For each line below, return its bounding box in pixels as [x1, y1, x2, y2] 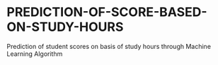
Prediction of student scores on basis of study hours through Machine [6, 42, 212, 50]
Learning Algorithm [6, 50, 63, 58]
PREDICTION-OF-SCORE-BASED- [6, 4, 207, 20]
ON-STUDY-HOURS [6, 19, 124, 35]
